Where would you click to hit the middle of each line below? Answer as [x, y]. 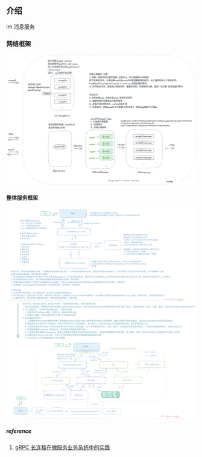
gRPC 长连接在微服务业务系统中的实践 [62, 447]
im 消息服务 [21, 27]
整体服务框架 [22, 198]
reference [19, 431]
